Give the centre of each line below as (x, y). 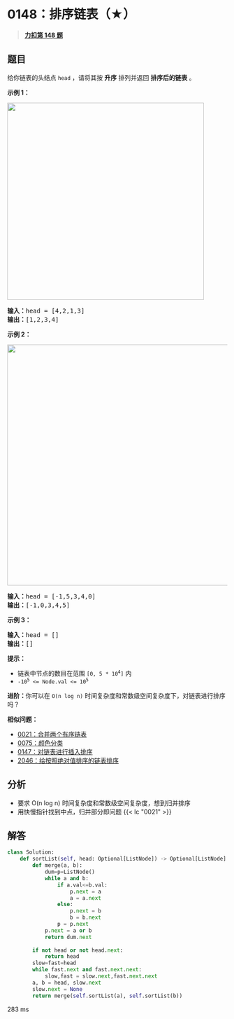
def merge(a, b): (57, 866)
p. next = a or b (68, 930)
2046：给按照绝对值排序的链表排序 (68, 760)
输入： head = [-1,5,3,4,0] (52, 596)
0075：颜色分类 (40, 743)
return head (62, 957)
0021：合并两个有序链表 (52, 734)
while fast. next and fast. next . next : (87, 970)
